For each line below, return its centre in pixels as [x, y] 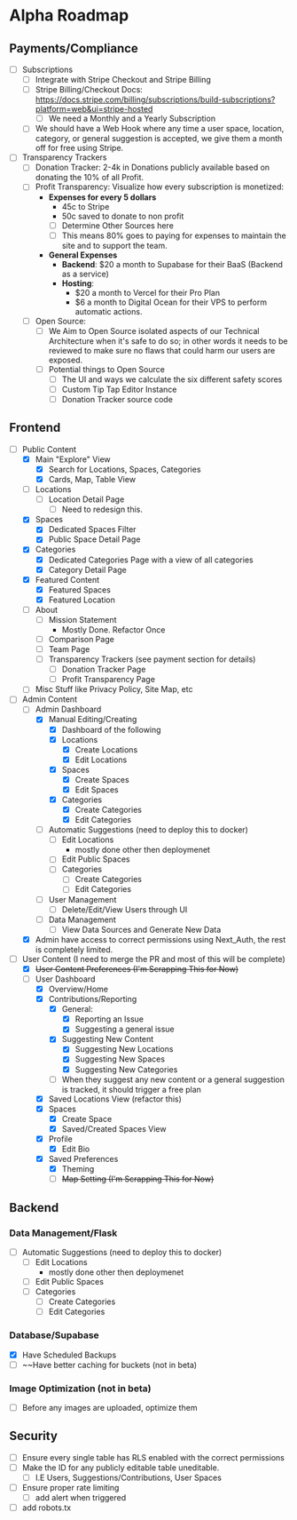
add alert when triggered [81, 1498]
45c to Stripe [86, 206]
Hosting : [78, 283]
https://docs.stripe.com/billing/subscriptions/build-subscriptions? [155, 99]
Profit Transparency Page [108, 680]
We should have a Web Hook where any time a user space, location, [160, 129]
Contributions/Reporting [93, 999]
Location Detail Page [86, 499]
